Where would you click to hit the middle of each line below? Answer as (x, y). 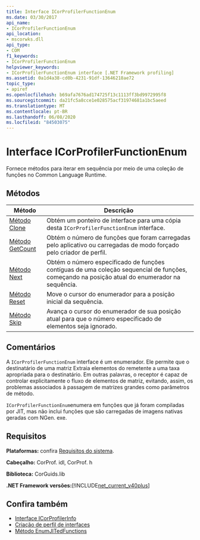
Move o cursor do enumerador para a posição (111, 294)
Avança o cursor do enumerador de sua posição (114, 311)
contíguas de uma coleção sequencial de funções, (117, 269)
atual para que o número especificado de (104, 318)
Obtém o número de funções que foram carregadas (118, 237)
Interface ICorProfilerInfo (45, 519)
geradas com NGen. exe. (37, 417)
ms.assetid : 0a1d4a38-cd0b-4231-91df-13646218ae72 (70, 78)
